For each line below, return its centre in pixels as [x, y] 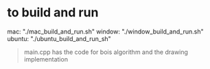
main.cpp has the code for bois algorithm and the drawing [106, 52]
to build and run [53, 13]
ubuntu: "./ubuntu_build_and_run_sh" [59, 38]
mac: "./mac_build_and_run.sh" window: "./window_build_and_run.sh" [105, 31]
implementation [46, 59]
